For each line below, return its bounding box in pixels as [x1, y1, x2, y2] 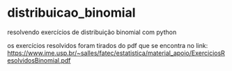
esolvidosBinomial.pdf [7, 56, 71, 64]
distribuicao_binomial [7, 5, 136, 21]
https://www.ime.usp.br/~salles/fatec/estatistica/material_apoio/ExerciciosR [7, 49, 225, 57]
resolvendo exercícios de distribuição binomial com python [7, 28, 177, 36]
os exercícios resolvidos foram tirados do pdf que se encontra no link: [7, 41, 208, 49]
